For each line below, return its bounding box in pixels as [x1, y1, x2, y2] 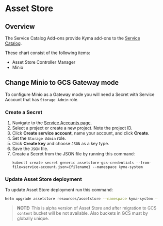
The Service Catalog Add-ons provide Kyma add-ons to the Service [5, 35, 141, 41]
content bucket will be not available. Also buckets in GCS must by [16, 210, 148, 216]
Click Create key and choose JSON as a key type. [12, 141, 109, 147]
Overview [5, 22, 35, 31]
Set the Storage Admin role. [12, 135, 66, 141]
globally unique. [16, 215, 49, 222]
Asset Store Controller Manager [12, 59, 76, 65]
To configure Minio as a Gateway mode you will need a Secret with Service [5, 91, 155, 97]
